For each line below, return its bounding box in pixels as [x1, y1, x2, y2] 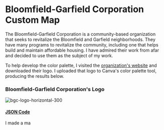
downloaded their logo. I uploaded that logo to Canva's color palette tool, [5, 67, 157, 74]
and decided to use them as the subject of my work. [5, 52, 113, 59]
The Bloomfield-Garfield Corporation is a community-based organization [5, 31, 156, 37]
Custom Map [5, 14, 60, 26]
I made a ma [5, 120, 31, 126]
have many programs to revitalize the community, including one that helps [5, 41, 158, 48]
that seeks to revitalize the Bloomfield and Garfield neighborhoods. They [5, 36, 156, 42]
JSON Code [5, 109, 30, 115]
